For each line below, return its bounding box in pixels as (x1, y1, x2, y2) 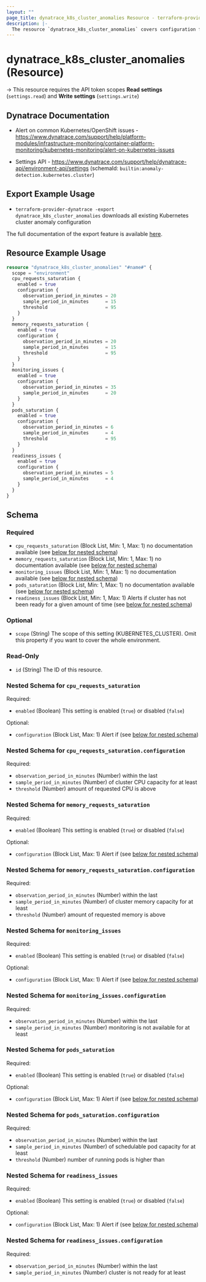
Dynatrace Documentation (6, 110, 110, 120)
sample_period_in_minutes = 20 (22, 389, 116, 396)
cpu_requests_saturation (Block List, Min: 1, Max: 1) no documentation (15, 542, 193, 550)
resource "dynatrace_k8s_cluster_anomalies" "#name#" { (6, 264, 152, 270)
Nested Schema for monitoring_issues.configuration (6, 991, 166, 1000)
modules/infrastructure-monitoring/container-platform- (15, 139, 155, 147)
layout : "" (6, 9, 34, 15)
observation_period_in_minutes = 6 (22, 424, 114, 431)
